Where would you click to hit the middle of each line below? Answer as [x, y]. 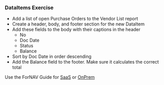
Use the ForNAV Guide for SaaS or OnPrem [50, 77]
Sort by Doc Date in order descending [52, 56]
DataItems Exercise [29, 8]
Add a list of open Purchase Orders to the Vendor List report [75, 19]
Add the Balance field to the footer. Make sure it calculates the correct [86, 62]
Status [26, 46]
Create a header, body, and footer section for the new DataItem [78, 24]
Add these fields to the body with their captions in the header [76, 30]
